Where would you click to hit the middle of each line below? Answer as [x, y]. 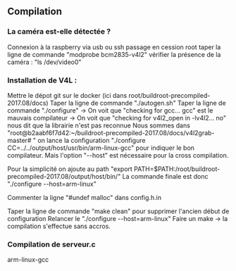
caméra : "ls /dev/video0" [45, 62]
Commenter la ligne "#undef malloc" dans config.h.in [85, 197]
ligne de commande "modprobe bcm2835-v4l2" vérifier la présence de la [114, 54]
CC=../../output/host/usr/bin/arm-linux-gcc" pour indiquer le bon [101, 148]
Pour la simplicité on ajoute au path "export [70, 169]
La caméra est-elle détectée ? [59, 32]
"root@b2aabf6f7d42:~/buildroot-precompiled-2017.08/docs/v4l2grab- [111, 132]
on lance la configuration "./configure [92, 140]
